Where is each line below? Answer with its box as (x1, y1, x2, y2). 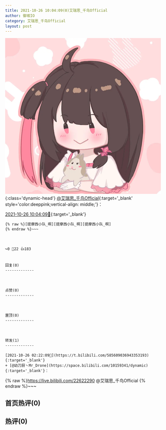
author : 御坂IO (5, 13, 35, 18)
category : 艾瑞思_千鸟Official (5, 18, 66, 23)
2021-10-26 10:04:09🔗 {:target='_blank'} (5, 211, 86, 217)
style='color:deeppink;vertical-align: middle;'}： (5, 201, 103, 207)
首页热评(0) (5, 399, 41, 407)
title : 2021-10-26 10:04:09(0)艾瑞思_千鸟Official (5, 8, 108, 13)
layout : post (5, 24, 32, 29)
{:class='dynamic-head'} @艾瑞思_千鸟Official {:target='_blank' (5, 195, 133, 201)
